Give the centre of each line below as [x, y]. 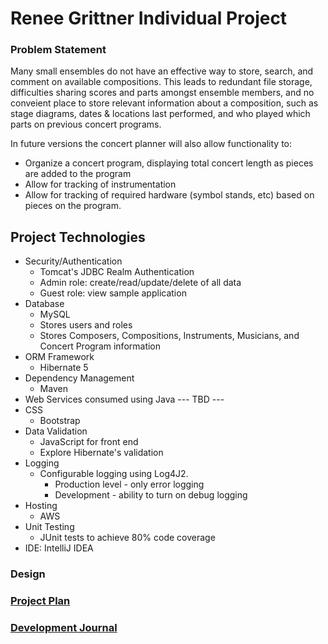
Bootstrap [60, 421]
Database [44, 304]
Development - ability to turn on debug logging [151, 495]
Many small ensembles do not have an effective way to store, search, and [162, 71]
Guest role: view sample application [113, 293]
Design [28, 574]
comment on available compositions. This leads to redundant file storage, [161, 82]
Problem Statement [58, 50]
